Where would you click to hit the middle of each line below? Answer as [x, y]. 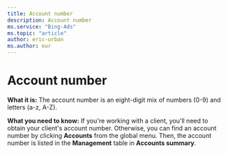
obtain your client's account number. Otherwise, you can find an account [112, 128]
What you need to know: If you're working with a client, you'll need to [108, 121]
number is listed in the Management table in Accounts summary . [102, 143]
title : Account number [40, 14]
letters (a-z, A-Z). [32, 107]
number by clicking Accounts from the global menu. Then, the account [109, 135]
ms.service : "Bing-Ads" [42, 26]
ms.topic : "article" [37, 33]
